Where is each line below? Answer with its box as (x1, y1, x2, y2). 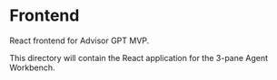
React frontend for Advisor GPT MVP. (9, 35, 150, 46)
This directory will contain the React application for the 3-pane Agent (9, 52, 269, 63)
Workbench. (9, 62, 55, 73)
